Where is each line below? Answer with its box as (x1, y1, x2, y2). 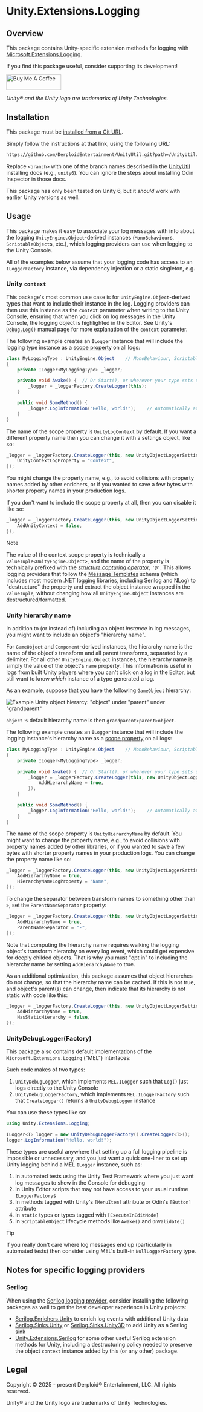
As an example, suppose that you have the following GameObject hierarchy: (6, 687, 192, 694)
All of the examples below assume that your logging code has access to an (6, 258, 193, 266)
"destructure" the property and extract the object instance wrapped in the (6, 583, 190, 590)
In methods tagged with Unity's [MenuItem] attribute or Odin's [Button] (14, 1198, 192, 1206)
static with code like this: (6, 991, 68, 999)
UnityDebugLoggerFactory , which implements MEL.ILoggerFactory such (14, 1091, 190, 1098)
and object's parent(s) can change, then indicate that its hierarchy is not (6, 985, 186, 992)
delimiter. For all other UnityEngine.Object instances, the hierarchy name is (6, 656, 193, 663)
